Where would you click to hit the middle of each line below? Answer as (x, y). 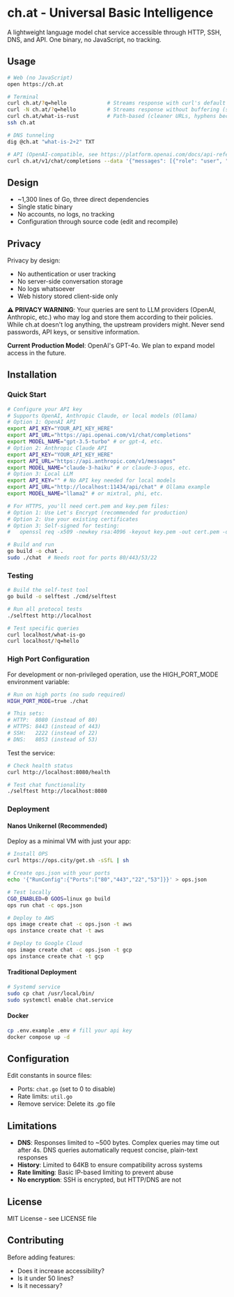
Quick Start (27, 394)
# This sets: (26, 713)
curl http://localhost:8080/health (59, 772)
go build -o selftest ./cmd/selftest (62, 597)
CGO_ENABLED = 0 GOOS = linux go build (59, 898)
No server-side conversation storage (70, 281)
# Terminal (23, 97)
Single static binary (45, 207)
